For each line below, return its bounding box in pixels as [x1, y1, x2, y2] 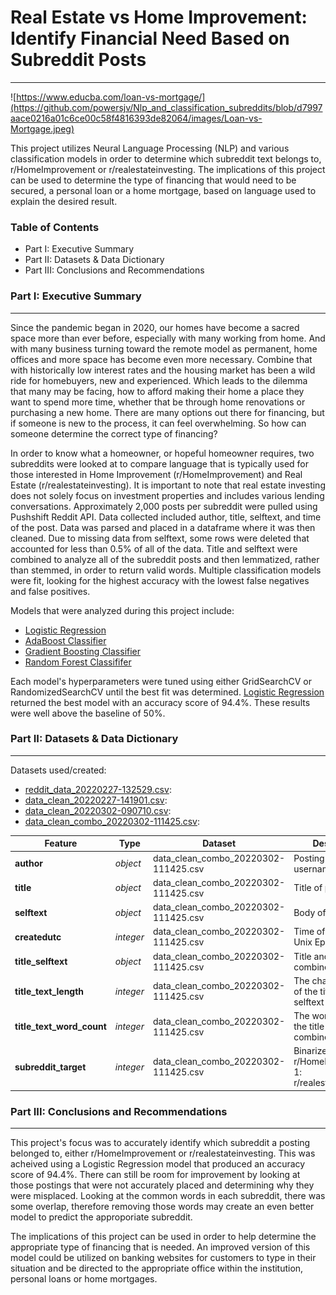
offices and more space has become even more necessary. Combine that [10, 353, 313, 365]
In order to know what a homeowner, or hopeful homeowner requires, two [10, 447, 315, 459]
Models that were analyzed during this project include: [10, 604, 235, 616]
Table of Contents [10, 220, 100, 234]
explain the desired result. [10, 195, 118, 207]
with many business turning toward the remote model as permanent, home [10, 342, 318, 355]
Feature [44, 837, 78, 850]
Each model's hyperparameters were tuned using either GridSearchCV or [10, 675, 312, 687]
